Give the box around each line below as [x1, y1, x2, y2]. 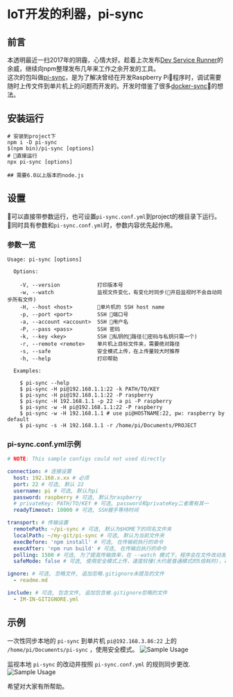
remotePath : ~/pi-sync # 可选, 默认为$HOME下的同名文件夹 [13, 526, 172, 533]
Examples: [13, 367, 42, 375]
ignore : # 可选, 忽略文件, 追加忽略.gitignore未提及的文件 [7, 570, 165, 578]
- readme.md [13, 577, 49, 584]
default [7, 415, 30, 423]
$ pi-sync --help [19, 379, 70, 386]
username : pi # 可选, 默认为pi [13, 487, 98, 494]
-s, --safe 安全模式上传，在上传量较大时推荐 [19, 347, 180, 354]
